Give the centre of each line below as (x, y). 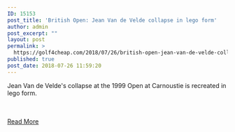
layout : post (26, 40)
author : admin (28, 27)
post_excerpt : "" (33, 33)
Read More (23, 121)
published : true (31, 59)
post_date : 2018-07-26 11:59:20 (54, 66)
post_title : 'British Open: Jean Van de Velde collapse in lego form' (112, 20)
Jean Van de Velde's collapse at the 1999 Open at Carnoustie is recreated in (117, 85)
